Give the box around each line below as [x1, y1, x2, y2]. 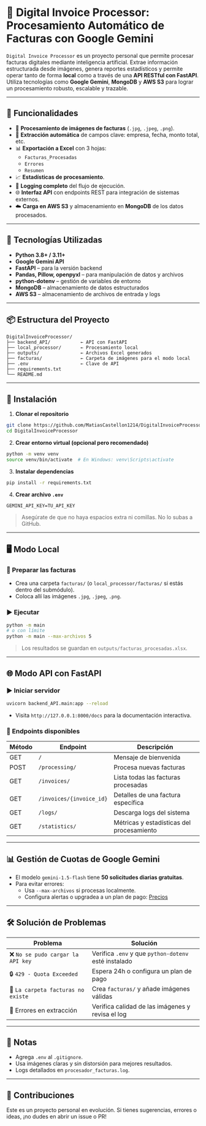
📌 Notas [6, 1038, 37, 1048]
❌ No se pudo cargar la [9, 950, 79, 958]
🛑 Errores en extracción [9, 1006, 78, 1014]
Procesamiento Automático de [6, 18, 164, 33]
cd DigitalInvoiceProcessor [6, 428, 78, 434]
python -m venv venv [6, 451, 59, 457]
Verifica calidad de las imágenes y [91, 1002, 191, 1011]
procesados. [15, 211, 47, 219]
